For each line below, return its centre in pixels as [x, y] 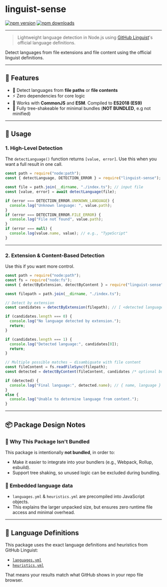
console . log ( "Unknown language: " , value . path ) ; [61, 205]
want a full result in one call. [34, 164]
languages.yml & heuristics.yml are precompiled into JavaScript [79, 497]
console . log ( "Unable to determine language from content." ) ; [74, 399]
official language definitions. [46, 42]
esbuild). [21, 467]
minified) [21, 113]
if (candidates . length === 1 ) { [39, 339]
